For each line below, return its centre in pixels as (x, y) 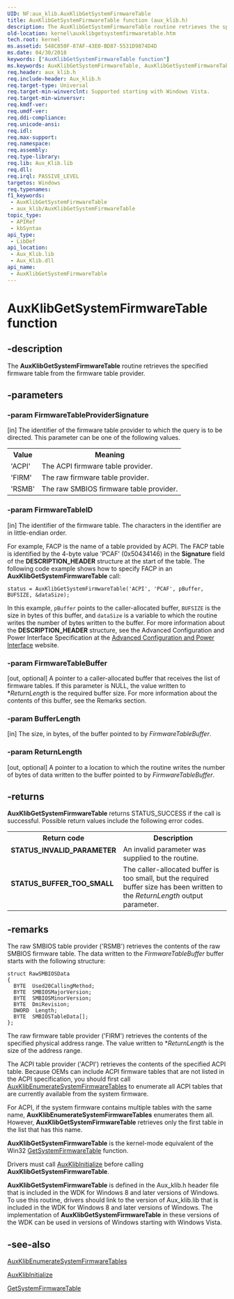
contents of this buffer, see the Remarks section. (77, 701)
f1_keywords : (26, 196)
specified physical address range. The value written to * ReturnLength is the (116, 1043)
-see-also (29, 1244)
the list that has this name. (45, 1130)
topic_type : (24, 215)
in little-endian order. (37, 533)
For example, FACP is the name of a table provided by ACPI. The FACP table (116, 546)
